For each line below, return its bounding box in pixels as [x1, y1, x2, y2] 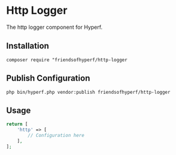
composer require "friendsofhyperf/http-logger [6, 56, 128, 63]
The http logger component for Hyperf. [6, 23, 103, 31]
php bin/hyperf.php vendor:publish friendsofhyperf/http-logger [6, 89, 171, 95]
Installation [6, 41, 49, 51]
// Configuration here [28, 133, 85, 139]
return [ [6, 121, 28, 127]
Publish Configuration [6, 73, 90, 84]
